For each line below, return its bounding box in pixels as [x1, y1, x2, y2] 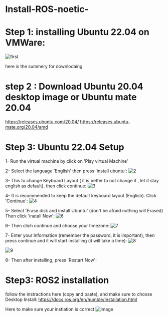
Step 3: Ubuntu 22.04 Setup [5, 142, 124, 153]
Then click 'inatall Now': [5, 213, 55, 219]
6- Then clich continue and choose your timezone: [5, 223, 110, 228]
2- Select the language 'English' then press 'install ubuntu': [5, 168, 127, 174]
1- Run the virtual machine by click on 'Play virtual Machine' [5, 158, 128, 164]
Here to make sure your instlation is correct [5, 306, 95, 312]
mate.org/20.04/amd [5, 124, 49, 130]
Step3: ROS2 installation [5, 274, 109, 286]
